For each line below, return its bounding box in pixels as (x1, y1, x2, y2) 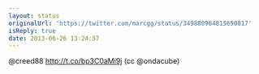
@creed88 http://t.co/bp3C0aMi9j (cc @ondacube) (8, 56, 180, 66)
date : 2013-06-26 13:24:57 (8, 34, 100, 43)
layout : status (8, 11, 60, 20)
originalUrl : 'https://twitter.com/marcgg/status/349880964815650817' (8, 19, 253, 27)
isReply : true (8, 27, 57, 35)
